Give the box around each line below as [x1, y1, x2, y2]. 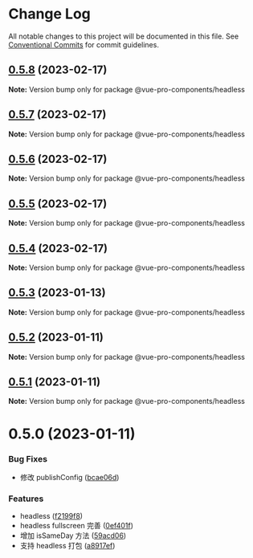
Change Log [8, 5, 91, 23]
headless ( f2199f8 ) [19, 511, 83, 521]
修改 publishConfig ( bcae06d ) [19, 472, 120, 482]
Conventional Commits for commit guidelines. [8, 39, 159, 49]
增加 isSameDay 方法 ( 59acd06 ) [19, 531, 127, 540]
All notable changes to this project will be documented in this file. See [8, 31, 239, 41]
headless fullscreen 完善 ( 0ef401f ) [19, 521, 134, 531]
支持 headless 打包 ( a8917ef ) [19, 541, 116, 551]
